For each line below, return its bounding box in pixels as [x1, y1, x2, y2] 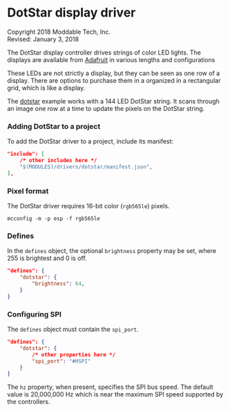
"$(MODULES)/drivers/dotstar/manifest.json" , [19, 163, 153, 170]
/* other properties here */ [32, 351, 116, 358]
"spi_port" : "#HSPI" [32, 357, 91, 365]
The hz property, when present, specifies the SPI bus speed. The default [7, 383, 213, 391]
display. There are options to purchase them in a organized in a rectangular [7, 76, 221, 84]
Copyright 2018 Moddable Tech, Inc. [7, 28, 111, 36]
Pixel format [7, 186, 49, 196]
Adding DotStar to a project [7, 121, 101, 131]
